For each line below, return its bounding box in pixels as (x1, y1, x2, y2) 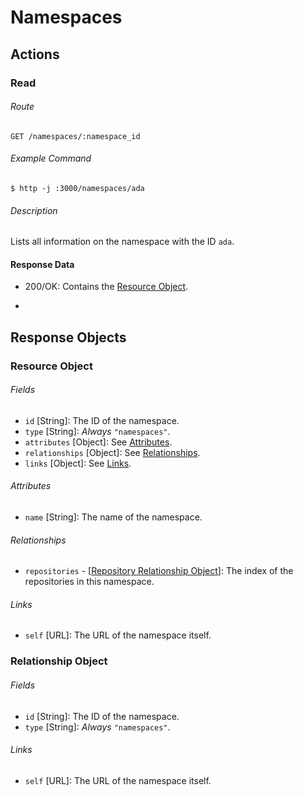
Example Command (10, 152, 92, 165)
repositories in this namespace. (24, 576, 155, 588)
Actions (10, 46, 60, 63)
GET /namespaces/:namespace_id (10, 131, 141, 141)
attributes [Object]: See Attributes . (24, 436, 173, 448)
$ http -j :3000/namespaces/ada (10, 183, 145, 193)
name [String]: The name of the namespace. (24, 511, 203, 523)
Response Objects (10, 329, 127, 346)
